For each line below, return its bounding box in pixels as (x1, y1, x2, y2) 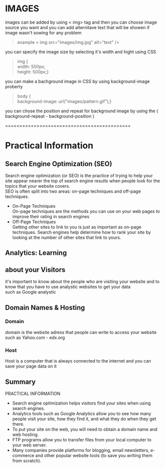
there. (12, 421, 25, 427)
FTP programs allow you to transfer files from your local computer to (12, 436, 152, 442)
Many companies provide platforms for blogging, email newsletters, (12, 447, 150, 453)
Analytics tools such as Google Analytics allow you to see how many (12, 410, 152, 416)
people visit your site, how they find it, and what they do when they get (12, 416, 157, 422)
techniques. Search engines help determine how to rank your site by (12, 229, 151, 235)
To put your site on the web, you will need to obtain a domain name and (12, 426, 158, 432)
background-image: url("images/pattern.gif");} (17, 98, 112, 104)
